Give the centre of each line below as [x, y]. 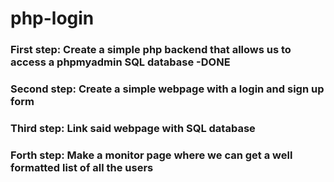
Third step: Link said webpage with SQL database [133, 128]
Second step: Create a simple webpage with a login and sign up [167, 89]
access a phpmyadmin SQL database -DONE [120, 62]
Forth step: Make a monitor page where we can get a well [151, 155]
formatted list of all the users [82, 167]
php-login [52, 18]
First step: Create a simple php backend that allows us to [151, 50]
